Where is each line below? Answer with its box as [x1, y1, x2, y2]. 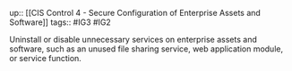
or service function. [9, 53, 82, 63]
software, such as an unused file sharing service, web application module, [9, 43, 284, 54]
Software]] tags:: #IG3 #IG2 [9, 17, 112, 28]
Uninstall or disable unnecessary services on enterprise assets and [9, 35, 257, 44]
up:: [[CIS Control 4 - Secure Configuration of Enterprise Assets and [9, 8, 262, 18]
